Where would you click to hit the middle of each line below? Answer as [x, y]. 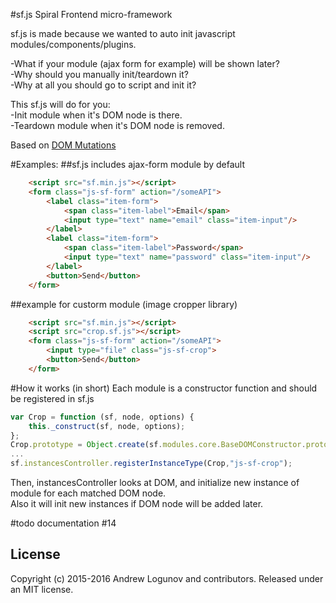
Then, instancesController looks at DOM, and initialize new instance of [155, 482]
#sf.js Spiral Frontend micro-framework [91, 14]
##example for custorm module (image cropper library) [124, 304]
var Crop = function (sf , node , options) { [102, 417]
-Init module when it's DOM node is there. [96, 115]
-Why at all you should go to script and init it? [103, 85]
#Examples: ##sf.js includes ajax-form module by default [128, 164]
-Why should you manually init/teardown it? [99, 74]
